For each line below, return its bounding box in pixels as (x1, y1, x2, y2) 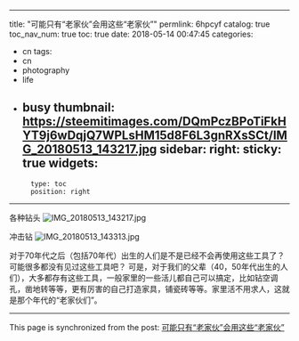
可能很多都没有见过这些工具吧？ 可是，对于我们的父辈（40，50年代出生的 (9, 261, 280, 272)
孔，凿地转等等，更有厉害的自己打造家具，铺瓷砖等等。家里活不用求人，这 (9, 283, 282, 294)
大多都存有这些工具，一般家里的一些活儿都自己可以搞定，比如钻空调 (28, 272, 279, 283)
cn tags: (21, 46, 53, 56)
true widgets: (21, 156, 99, 171)
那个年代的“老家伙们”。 (16, 295, 102, 305)
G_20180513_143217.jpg (21, 142, 158, 157)
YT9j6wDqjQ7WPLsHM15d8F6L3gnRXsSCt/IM (21, 128, 287, 143)
